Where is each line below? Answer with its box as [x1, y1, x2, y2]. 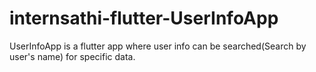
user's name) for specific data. [9, 50, 136, 62]
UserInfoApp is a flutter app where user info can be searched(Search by [9, 40, 307, 52]
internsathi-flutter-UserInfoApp [9, 7, 279, 30]
